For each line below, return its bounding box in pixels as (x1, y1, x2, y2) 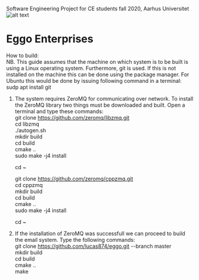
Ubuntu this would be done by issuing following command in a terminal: (6, 77, 182, 84)
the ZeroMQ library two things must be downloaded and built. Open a (14, 101, 186, 108)
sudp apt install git (6, 83, 52, 91)
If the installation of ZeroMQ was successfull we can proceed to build (14, 229, 186, 237)
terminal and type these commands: (14, 107, 104, 115)
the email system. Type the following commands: (14, 236, 135, 243)
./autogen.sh (14, 126, 46, 133)
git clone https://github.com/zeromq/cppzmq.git (14, 175, 133, 182)
